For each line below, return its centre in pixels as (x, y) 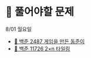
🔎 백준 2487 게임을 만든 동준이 (49, 41)
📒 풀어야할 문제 (40, 12)
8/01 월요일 (18, 29)
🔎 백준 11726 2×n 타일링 (42, 48)
